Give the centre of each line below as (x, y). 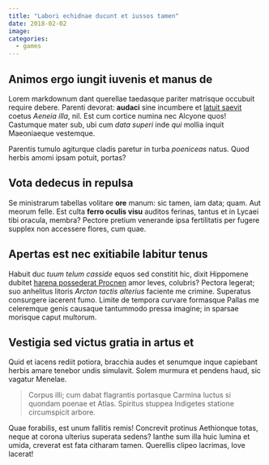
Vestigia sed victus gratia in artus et (101, 342)
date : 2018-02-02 (38, 24)
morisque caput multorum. (53, 317)
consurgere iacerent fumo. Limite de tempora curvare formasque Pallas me (134, 300)
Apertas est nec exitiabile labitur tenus (108, 254)
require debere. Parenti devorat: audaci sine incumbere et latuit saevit (125, 107)
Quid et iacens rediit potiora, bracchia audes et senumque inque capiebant (133, 362)
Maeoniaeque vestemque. (52, 133)
